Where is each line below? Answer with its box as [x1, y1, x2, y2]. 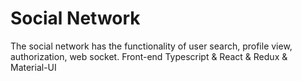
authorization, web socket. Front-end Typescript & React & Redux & [10, 50, 288, 62]
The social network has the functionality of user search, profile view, [10, 40, 293, 52]
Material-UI [10, 61, 57, 73]
